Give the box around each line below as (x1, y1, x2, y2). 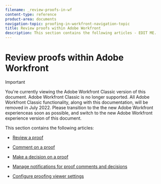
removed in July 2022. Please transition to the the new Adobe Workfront (5, 104, 154, 110)
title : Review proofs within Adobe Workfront (5, 26, 101, 31)
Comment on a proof (12, 144, 55, 150)
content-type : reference (5, 12, 57, 17)
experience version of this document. (5, 115, 82, 121)
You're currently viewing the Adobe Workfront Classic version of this (5, 88, 146, 95)
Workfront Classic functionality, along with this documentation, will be (5, 99, 148, 105)
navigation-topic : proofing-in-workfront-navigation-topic (5, 21, 130, 26)
